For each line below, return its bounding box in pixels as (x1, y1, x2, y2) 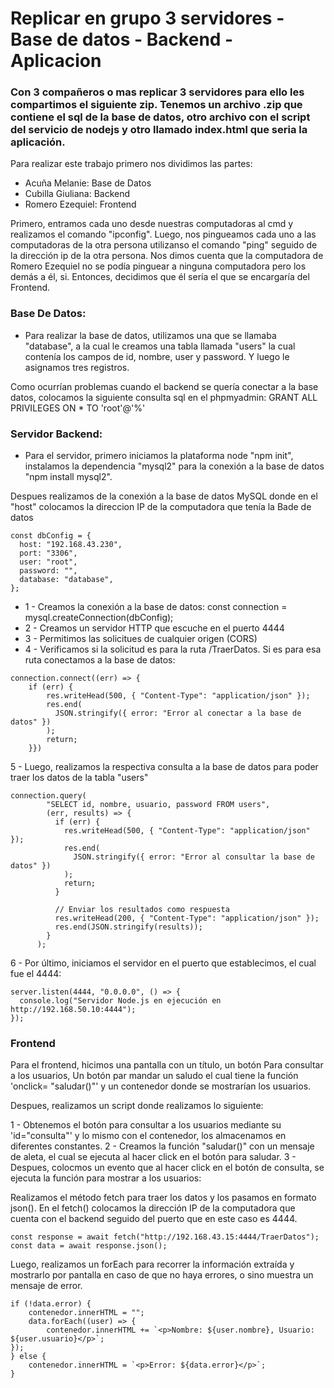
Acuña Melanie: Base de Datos (24, 177, 152, 189)
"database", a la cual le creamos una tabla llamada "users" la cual (24, 340, 296, 352)
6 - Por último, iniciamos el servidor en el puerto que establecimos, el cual (10, 957, 317, 969)
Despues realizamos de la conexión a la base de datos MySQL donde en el (10, 490, 318, 502)
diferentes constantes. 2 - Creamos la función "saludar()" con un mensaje (10, 1140, 315, 1152)
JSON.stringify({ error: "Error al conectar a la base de (54, 708, 302, 719)
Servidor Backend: (10, 427, 103, 441)
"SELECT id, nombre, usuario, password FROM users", (46, 800, 271, 810)
